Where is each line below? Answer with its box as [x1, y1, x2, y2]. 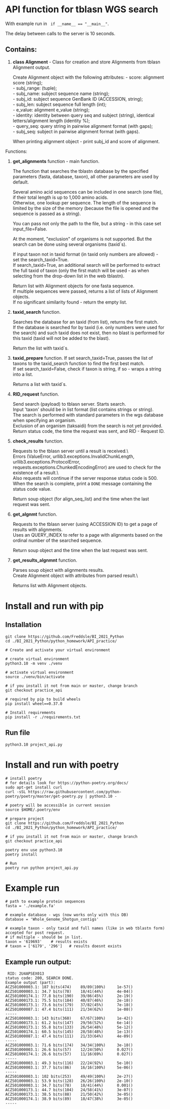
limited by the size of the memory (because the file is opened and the [12, 205, 159, 211]
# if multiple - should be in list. [5, 935, 83, 940]
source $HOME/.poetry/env [5, 807, 60, 812]
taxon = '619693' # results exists [5, 939, 88, 944]
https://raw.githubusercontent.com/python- [27, 789, 122, 794]
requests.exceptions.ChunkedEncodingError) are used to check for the [12, 464, 161, 470]
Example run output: [5, 957, 71, 966]
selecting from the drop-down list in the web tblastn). [12, 272, 125, 279]
